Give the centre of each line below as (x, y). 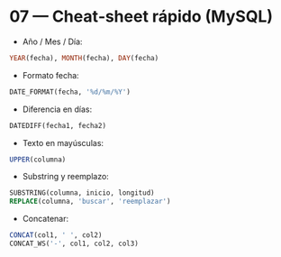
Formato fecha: (50, 75)
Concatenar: (45, 219)
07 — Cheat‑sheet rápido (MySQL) (141, 17)
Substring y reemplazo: (66, 177)
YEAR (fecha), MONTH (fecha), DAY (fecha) (84, 58)
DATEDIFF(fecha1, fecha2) (58, 125)
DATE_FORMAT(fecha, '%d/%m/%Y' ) (70, 92)
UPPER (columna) (38, 160)
